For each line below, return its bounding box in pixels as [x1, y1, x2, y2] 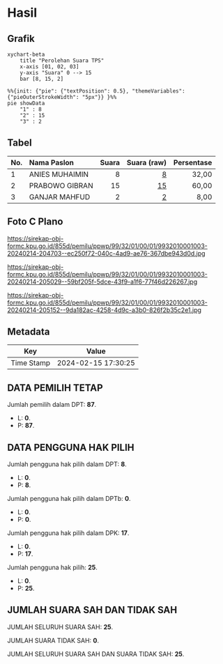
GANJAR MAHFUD [29, 192, 91, 201]
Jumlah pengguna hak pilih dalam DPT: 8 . [7, 460, 127, 468]
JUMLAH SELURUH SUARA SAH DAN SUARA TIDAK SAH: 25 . [7, 649, 185, 658]
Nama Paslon [29, 157, 75, 167]
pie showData [7, 100, 45, 107]
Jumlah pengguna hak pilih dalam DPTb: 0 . [7, 495, 131, 503]
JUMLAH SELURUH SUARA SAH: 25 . [7, 622, 114, 631]
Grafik [7, 33, 35, 45]
